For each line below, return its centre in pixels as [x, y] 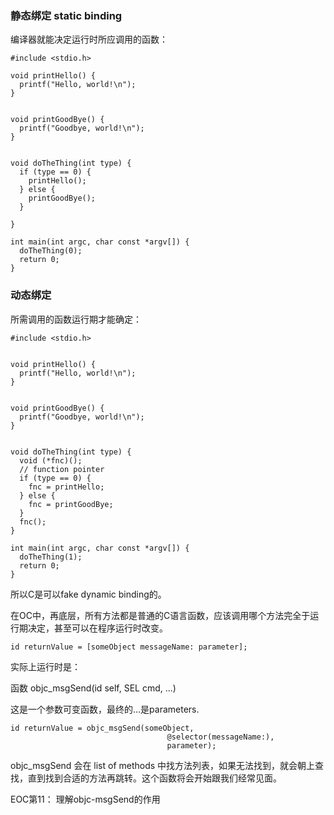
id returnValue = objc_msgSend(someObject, [102, 728]
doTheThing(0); [51, 251]
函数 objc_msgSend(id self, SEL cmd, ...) [93, 688]
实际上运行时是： [45, 666]
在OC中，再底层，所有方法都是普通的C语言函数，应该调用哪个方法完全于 [160, 615]
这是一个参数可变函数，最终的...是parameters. [105, 709]
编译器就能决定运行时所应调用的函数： [89, 39]
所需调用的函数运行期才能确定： [76, 319]
